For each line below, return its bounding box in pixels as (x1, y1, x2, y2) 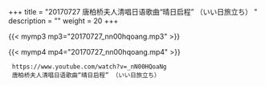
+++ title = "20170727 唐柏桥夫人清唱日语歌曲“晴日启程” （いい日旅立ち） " (8, 7, 258, 16)
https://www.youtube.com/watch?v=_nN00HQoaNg (11, 63, 167, 71)
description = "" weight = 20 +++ (8, 16, 119, 26)
